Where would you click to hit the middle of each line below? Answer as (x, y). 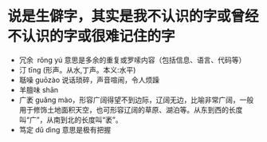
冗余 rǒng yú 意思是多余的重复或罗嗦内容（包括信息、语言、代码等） (132, 60)
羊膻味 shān (39, 89)
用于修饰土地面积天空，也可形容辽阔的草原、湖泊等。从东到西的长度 (131, 109)
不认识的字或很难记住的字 (92, 36)
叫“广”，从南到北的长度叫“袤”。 (71, 120)
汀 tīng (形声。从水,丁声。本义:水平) (77, 69)
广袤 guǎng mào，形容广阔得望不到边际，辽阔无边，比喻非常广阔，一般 (136, 100)
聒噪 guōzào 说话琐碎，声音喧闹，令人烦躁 (89, 80)
